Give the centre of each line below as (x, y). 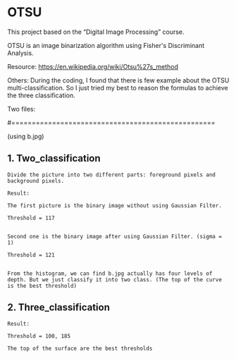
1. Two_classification (54, 158)
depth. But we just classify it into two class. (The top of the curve (114, 279)
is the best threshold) (42, 286)
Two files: (21, 109)
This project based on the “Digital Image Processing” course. (96, 32)
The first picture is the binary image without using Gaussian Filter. (114, 205)
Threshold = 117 (31, 218)
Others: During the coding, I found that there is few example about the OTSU (118, 80)
